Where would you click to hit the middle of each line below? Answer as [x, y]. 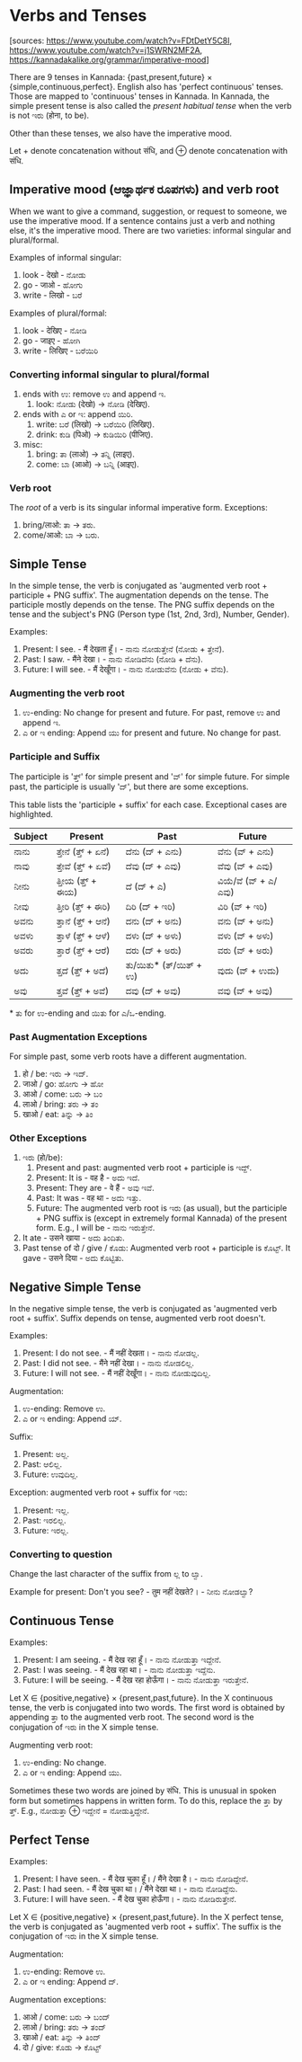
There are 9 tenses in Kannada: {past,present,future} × [111, 76]
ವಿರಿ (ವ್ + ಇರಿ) [242, 906]
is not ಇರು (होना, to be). [49, 115]
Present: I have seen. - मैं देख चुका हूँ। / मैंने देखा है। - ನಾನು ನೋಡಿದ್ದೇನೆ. [135, 1879]
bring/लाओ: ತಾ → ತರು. [59, 525]
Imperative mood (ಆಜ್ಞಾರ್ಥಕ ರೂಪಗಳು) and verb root [144, 190]
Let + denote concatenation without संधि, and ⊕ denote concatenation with [149, 150]
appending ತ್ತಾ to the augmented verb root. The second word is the [132, 1717]
